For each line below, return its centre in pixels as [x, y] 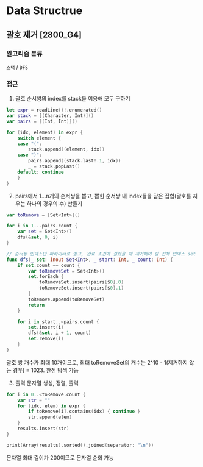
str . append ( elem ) [50, 417]
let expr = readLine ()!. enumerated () [54, 110]
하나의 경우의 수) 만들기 [55, 203]
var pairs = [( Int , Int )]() [42, 121]
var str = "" [34, 400]
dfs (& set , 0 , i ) [38, 237]
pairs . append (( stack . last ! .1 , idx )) [75, 161]
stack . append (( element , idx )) [66, 149]
